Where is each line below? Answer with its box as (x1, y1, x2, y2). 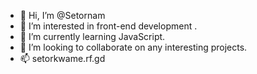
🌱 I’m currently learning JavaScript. (19, 31, 166, 42)
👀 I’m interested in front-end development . (19, 20, 198, 32)
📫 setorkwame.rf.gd (19, 53, 106, 64)
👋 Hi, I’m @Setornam (19, 10, 106, 21)
